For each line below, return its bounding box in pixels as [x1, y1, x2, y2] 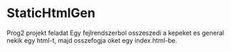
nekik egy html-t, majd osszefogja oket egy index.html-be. [6, 36, 178, 44]
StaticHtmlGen [6, 5, 96, 21]
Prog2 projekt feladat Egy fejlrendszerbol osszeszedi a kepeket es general [6, 28, 225, 37]
